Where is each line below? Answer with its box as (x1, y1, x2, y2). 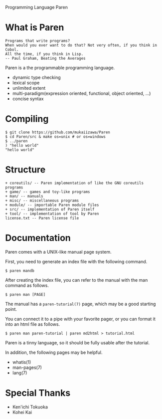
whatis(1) (12, 359, 31, 365)
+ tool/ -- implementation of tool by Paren (5, 211, 99, 216)
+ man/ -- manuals (5, 193, 43, 198)
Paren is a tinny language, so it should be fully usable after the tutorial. (5, 339, 150, 345)
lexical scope (12, 80, 40, 86)
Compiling (5, 113, 49, 125)
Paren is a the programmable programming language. (5, 65, 115, 71)
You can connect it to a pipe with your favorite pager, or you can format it (5, 316, 156, 322)
